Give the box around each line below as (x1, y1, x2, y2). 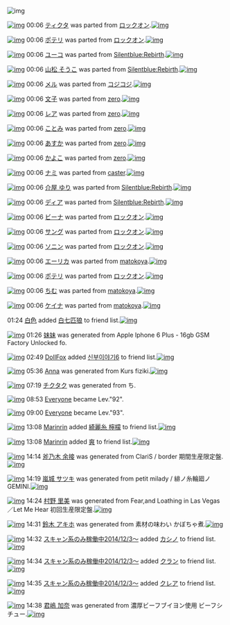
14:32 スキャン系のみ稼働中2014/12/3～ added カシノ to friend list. (26, 535, 216, 543)
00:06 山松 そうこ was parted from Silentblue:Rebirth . (26, 65, 180, 73)
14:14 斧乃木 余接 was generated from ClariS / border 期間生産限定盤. (26, 452, 224, 460)
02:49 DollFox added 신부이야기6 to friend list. (26, 353, 157, 361)
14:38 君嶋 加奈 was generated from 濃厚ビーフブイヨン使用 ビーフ (26, 601, 217, 609)
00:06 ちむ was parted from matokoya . (26, 287, 138, 294)
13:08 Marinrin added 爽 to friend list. (26, 437, 133, 446)
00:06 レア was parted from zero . (26, 110, 123, 117)
